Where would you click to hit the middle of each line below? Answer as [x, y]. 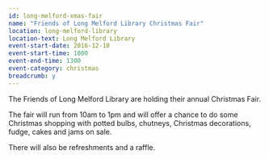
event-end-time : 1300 [45, 61]
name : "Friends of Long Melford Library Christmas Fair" [106, 23]
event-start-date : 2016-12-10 [59, 46]
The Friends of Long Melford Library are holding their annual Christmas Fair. [134, 98]
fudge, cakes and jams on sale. [60, 132]
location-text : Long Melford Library [72, 38]
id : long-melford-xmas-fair [56, 16]
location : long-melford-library [63, 31]
